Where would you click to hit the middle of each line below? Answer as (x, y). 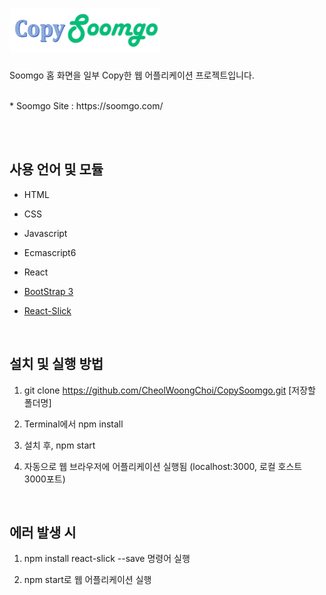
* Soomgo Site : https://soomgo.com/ (86, 105)
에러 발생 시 (43, 532)
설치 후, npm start (59, 445)
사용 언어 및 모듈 (56, 169)
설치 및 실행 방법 (56, 364)
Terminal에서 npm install (73, 424)
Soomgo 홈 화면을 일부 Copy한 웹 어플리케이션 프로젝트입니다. (132, 75)
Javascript (45, 233)
